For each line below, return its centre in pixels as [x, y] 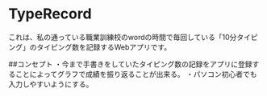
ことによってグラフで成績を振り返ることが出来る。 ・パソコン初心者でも [136, 74]
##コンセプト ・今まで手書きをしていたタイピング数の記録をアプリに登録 [130, 64]
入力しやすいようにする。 [51, 84]
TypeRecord [50, 14]
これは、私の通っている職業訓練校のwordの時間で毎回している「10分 [123, 37]
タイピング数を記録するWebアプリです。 [104, 47]
